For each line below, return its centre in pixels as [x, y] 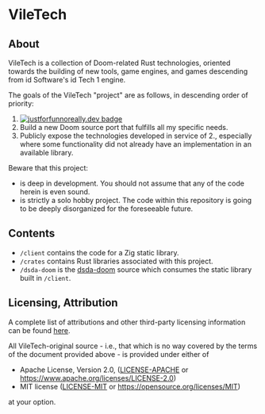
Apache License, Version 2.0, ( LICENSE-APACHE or [104, 370]
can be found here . [39, 330]
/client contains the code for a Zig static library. [100, 252]
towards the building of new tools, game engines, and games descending [128, 71]
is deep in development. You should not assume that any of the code [132, 183]
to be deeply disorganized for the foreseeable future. [106, 209]
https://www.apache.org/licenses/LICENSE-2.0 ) [98, 378]
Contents [32, 234]
